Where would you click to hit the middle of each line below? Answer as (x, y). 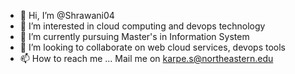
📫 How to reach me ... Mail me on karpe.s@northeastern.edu (146, 58)
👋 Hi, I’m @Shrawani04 (67, 15)
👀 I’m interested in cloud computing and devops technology (142, 26)
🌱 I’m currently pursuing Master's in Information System (134, 36)
